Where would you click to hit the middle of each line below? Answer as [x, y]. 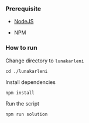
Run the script [22, 103]
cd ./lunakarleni [27, 71]
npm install [20, 93]
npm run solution [27, 114]
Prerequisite [23, 9]
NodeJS [24, 22]
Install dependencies [31, 82]
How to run [21, 48]
